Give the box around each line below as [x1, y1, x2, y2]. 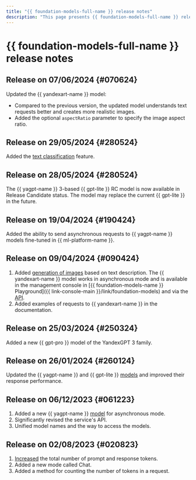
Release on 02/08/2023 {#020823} [6, 440, 139, 450]
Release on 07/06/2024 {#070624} [6, 75, 138, 85]
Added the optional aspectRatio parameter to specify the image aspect [14, 114, 185, 121]
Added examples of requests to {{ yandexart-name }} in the [14, 300, 157, 307]
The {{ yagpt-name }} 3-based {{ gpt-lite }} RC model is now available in [6, 186, 180, 193]
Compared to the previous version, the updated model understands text [14, 102, 187, 109]
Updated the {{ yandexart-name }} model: [6, 90, 107, 97]
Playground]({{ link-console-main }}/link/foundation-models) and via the [14, 287, 188, 294]
